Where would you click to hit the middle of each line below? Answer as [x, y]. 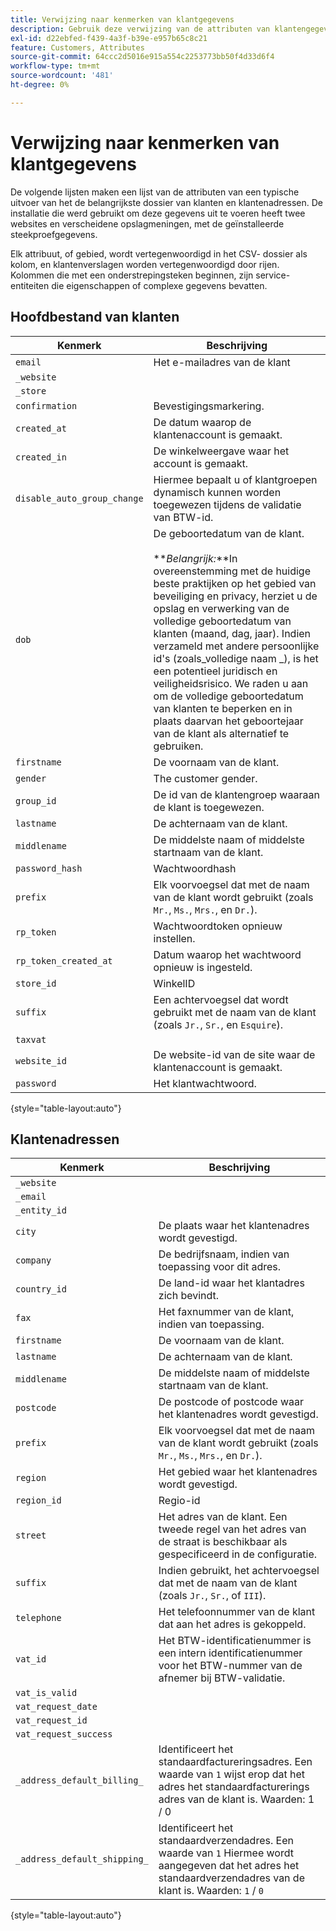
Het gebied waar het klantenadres [238, 1472]
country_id [41, 1289]
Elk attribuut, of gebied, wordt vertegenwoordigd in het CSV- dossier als [159, 253]
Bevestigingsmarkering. [209, 406]
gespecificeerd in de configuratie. [238, 1554]
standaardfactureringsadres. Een [235, 1762]
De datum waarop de [202, 422]
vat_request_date [56, 1707]
